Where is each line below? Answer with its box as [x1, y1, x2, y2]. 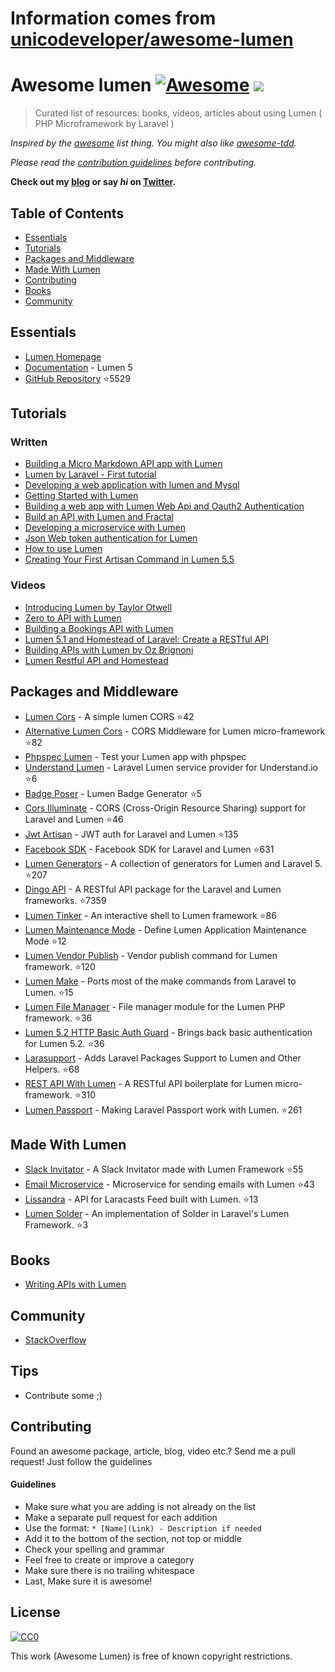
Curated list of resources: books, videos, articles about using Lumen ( [34, 107, 323, 119]
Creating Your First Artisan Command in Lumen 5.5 [24, 553, 235, 566]
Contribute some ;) [24, 1389, 103, 1401]
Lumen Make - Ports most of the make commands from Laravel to [24, 975, 297, 987]
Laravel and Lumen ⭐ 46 [24, 813, 124, 825]
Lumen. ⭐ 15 [24, 986, 74, 998]
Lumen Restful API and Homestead [24, 654, 169, 666]
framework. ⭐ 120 [24, 960, 96, 972]
